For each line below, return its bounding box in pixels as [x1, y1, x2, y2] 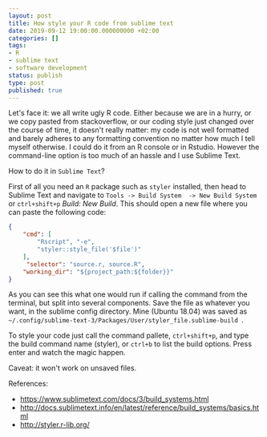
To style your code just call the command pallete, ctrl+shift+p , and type [8, 330, 249, 341]
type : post [8, 79, 45, 87]
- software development [8, 64, 88, 72]
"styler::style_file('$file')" [37, 245, 142, 253]
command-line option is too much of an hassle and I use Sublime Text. [8, 151, 241, 160]
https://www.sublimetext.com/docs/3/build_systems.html [19, 395, 209, 404]
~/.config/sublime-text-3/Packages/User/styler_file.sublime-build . [8, 315, 245, 325]
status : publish [8, 71, 63, 79]
